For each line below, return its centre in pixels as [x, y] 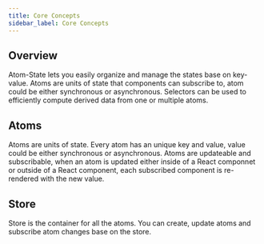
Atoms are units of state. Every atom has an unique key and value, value [127, 145]
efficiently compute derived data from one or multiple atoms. [108, 100]
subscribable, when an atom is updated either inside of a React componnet [132, 162]
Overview [33, 56]
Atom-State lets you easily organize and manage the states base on [120, 75]
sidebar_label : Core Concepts [59, 23]
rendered [23, 179]
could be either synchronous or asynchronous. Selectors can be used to [127, 92]
